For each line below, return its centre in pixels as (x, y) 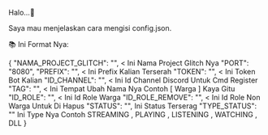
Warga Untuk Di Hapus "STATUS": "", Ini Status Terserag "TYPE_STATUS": (133, 106)
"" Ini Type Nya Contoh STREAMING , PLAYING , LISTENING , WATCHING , (133, 114)
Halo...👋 (22, 13)
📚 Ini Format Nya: (39, 44)
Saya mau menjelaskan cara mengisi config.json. (90, 28)
